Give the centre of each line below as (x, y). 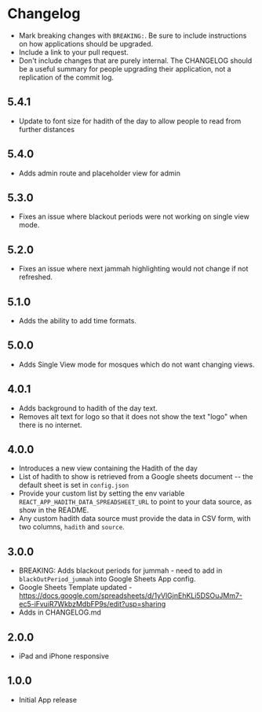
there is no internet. (51, 425)
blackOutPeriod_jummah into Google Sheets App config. (107, 579)
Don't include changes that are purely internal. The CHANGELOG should (135, 61)
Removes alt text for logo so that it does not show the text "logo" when (133, 416)
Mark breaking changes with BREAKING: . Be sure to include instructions (133, 35)
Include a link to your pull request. (73, 52)
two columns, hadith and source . (71, 527)
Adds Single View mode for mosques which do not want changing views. (136, 364)
